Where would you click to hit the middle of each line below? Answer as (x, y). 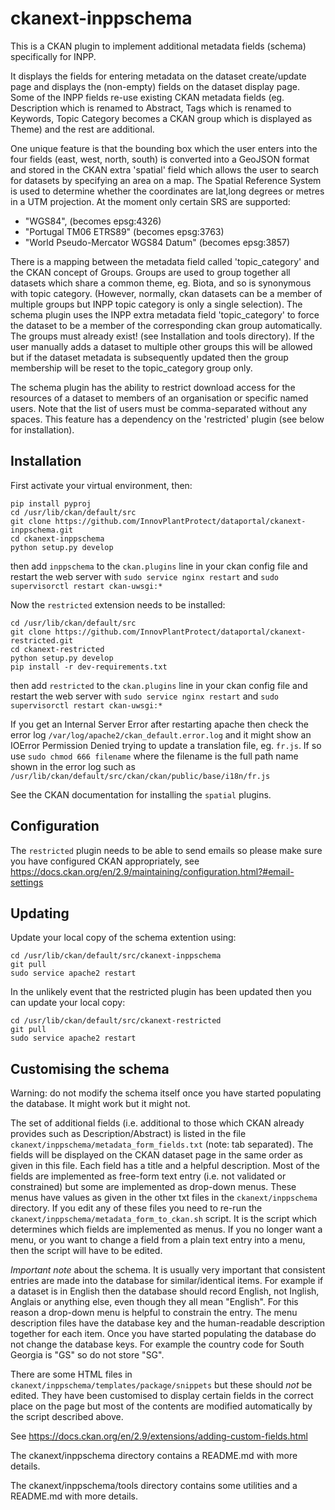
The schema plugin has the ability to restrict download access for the (153, 387)
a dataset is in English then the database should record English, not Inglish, (165, 1291)
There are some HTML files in (71, 1374)
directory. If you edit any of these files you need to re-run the (136, 1208)
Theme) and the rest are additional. (82, 129)
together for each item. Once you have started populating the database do (163, 1334)
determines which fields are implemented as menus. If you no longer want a (166, 1229)
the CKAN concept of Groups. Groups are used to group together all (150, 272)
